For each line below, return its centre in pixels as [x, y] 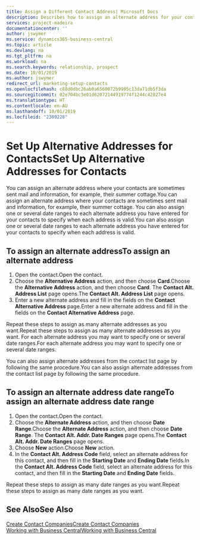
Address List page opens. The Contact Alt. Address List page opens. [100, 294]
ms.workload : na [26, 61]
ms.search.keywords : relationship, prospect [62, 67]
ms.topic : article [29, 45]
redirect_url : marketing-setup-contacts [57, 84]
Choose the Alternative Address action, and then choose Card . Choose [102, 281]
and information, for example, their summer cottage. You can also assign [95, 207]
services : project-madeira [40, 23]
